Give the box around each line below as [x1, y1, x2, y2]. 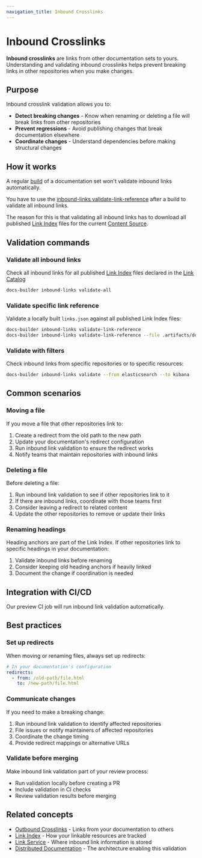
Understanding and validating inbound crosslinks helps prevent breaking [6, 61, 186, 68]
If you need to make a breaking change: [6, 708, 105, 716]
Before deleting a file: [6, 479, 60, 487]
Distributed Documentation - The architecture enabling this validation [14, 845, 187, 852]
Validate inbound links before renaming [14, 557, 112, 564]
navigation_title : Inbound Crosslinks [6, 8, 103, 15]
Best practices [6, 620, 62, 631]
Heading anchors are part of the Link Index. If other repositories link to [6, 539, 181, 546]
